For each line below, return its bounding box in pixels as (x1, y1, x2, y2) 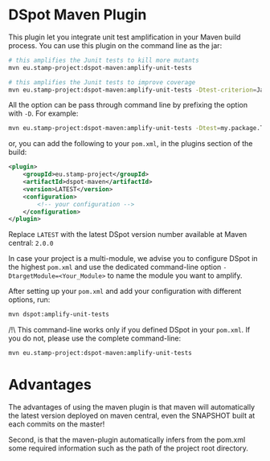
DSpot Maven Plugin (8, 6, 147, 24)
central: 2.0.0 (8, 239, 54, 248)
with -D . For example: (8, 108, 79, 118)
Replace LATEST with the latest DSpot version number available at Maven (8, 230, 247, 239)
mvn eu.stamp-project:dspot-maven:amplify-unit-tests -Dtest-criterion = (8, 86, 257, 94)
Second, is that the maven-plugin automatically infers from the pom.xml (8, 435, 246, 445)
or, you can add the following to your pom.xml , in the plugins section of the (8, 139, 253, 149)
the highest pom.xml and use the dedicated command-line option (8, 263, 222, 272)
